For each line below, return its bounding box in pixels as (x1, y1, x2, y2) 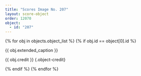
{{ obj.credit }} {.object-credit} (5, 57, 66, 63)
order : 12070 (5, 16, 32, 21)
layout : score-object (5, 12, 49, 16)
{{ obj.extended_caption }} (5, 48, 58, 53)
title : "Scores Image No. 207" (5, 7, 69, 12)
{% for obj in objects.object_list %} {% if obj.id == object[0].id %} (5, 38, 137, 44)
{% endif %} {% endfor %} (5, 66, 59, 72)
